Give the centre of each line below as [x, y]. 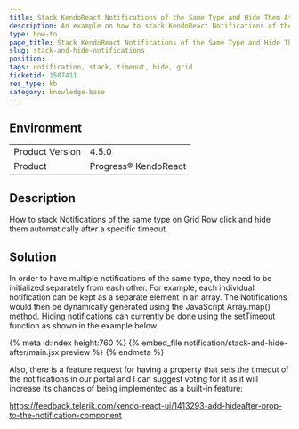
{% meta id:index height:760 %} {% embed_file [96, 343]
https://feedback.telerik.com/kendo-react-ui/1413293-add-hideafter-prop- [146, 405]
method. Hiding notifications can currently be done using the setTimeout [142, 316]
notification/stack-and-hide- [236, 343]
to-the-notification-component [65, 415]
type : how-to [33, 34]
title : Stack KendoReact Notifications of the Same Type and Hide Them [145, 17]
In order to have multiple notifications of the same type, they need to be [141, 278]
